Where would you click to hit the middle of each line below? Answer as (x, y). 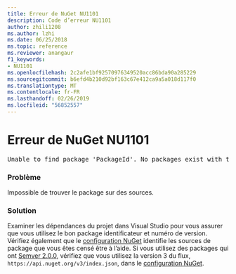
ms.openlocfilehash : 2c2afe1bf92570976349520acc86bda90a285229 (102, 72)
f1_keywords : (26, 60)
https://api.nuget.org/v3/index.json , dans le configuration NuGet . (106, 263)
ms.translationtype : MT (42, 86)
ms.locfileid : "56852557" (45, 105)
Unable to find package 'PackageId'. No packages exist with (115, 159)
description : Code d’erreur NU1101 (59, 20)
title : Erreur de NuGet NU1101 (53, 14)
